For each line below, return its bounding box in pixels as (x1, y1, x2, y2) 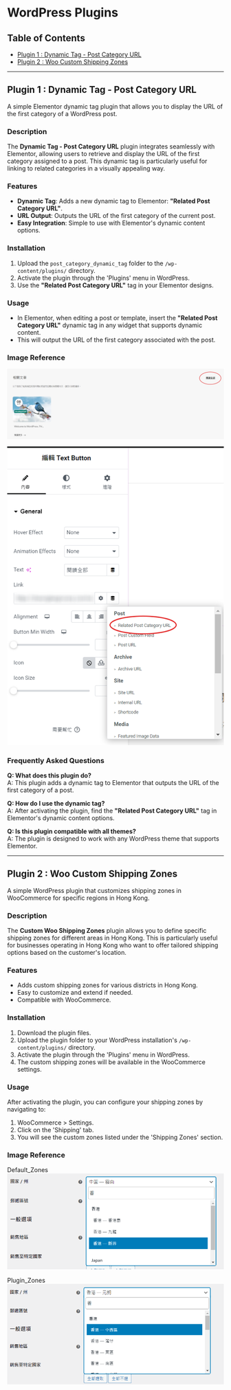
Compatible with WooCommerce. (16, 995, 111, 1004)
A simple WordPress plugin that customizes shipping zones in (7, 886, 182, 894)
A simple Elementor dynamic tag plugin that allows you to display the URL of (7, 102, 223, 111)
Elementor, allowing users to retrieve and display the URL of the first (7, 150, 200, 158)
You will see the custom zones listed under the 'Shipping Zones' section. (16, 1133, 223, 1142)
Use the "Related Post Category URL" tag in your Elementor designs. (16, 280, 214, 289)
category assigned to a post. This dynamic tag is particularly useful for (7, 157, 208, 166)
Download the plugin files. (16, 1028, 91, 1037)
